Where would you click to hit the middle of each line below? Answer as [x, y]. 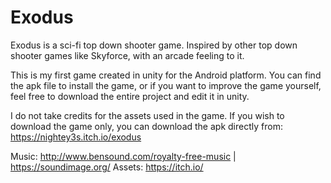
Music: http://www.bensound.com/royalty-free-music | [123, 156]
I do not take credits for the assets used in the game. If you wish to [147, 115]
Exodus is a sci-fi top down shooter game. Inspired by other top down [154, 45]
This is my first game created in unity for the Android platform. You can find [166, 75]
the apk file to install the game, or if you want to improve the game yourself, [166, 85]
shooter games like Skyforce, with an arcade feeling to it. [127, 55]
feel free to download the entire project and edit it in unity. [130, 96]
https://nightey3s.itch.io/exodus [76, 137]
